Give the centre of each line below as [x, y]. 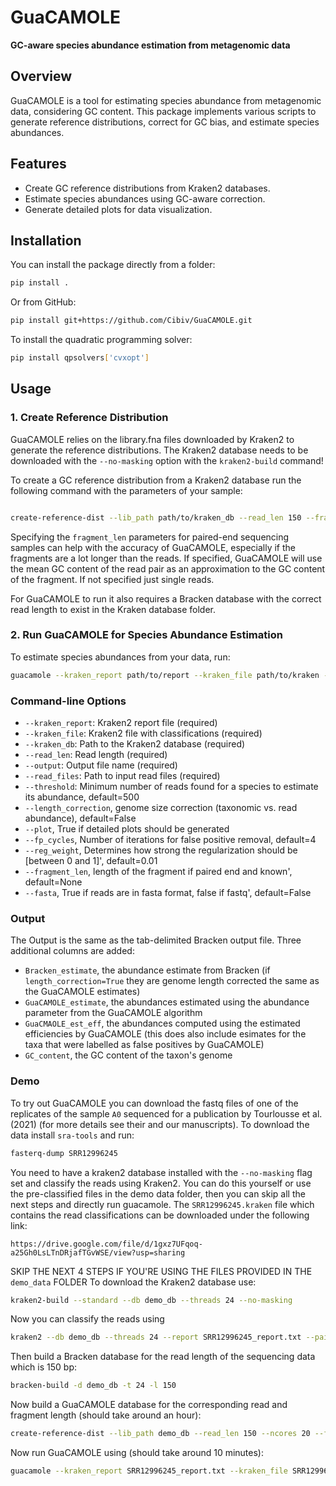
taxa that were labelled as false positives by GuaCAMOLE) [144, 1045]
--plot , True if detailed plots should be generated [127, 829]
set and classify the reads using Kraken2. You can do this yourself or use [161, 1183]
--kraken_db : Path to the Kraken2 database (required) [135, 744]
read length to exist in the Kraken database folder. [113, 609]
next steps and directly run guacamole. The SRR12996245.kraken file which [162, 1204]
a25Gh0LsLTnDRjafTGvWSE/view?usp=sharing [98, 1252]
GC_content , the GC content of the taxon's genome [128, 1055]
